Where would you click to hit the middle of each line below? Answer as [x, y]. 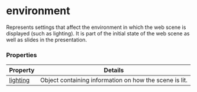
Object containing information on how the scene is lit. [114, 80]
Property [22, 70]
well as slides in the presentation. [47, 40]
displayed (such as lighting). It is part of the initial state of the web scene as [98, 33]
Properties [22, 55]
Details [114, 70]
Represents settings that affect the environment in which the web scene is [96, 27]
